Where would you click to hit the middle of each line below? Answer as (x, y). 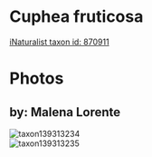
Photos (37, 78)
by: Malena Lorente (65, 112)
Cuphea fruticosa (76, 17)
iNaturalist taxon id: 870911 (60, 42)
